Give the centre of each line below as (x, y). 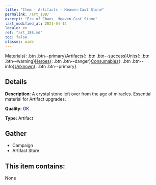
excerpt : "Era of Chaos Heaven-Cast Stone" (51, 19)
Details (16, 82)
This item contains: (35, 166)
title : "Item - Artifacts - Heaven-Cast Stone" (55, 10)
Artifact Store (26, 150)
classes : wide (20, 42)
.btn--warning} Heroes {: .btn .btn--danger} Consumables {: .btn (68, 61)
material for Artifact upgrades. (36, 99)
